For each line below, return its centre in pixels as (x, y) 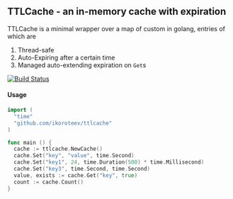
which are (22, 36)
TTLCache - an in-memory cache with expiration (117, 12)
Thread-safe (36, 50)
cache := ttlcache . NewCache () (58, 149)
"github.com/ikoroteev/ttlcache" (63, 123)
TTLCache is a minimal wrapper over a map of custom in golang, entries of (116, 28)
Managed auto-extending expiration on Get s (82, 65)
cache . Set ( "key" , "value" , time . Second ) (74, 156)
